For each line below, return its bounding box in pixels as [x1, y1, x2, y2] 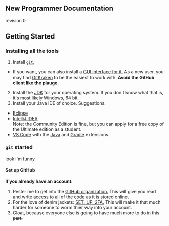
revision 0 [5, 17, 26, 23]
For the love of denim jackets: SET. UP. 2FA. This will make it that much [12, 199, 161, 205]
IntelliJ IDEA [12, 115, 38, 121]
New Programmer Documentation [5, 4, 114, 13]
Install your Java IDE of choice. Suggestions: [12, 100, 106, 106]
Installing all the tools [5, 48, 59, 55]
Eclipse [12, 110, 28, 116]
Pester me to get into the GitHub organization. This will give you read [12, 189, 156, 194]
